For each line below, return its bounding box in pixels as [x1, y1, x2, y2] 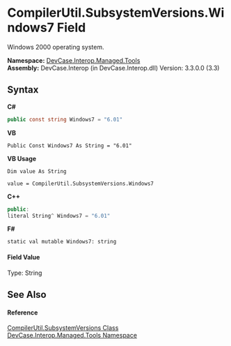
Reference [7, 308, 38, 317]
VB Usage [7, 154, 37, 163]
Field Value [7, 253, 40, 261]
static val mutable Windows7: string [7, 239, 117, 246]
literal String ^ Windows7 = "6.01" [7, 212, 111, 219]
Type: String [7, 269, 42, 277]
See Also [7, 288, 47, 301]
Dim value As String [7, 167, 67, 175]
